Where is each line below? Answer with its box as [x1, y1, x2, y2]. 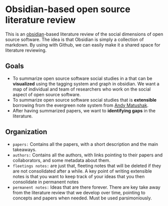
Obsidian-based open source [5, 4, 131, 15]
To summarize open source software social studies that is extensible [12, 97, 157, 103]
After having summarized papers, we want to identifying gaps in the [12, 107, 156, 113]
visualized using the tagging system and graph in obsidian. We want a [12, 80, 159, 87]
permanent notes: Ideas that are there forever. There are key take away [12, 184, 161, 190]
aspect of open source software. [12, 91, 81, 97]
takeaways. [12, 146, 37, 152]
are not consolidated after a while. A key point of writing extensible [12, 168, 152, 174]
